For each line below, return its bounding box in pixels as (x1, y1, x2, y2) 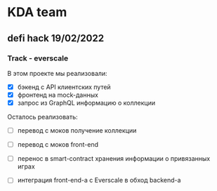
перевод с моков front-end (17, 140, 98, 149)
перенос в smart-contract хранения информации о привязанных (17, 154, 211, 163)
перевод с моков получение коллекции (17, 126, 137, 135)
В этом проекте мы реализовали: (7, 69, 107, 77)
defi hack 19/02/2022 (7, 32, 104, 44)
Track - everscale (7, 53, 69, 63)
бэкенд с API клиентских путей (17, 82, 111, 91)
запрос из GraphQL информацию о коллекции (17, 99, 156, 107)
